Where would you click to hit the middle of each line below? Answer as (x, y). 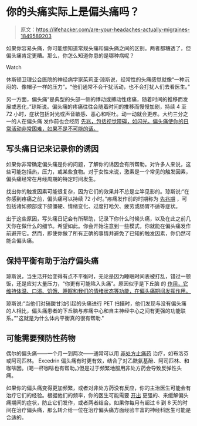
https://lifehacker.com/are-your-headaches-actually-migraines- (113, 29)
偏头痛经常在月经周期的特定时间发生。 (52, 179)
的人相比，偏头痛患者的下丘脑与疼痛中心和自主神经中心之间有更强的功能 (93, 311)
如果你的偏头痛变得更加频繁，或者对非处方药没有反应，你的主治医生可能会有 (98, 388)
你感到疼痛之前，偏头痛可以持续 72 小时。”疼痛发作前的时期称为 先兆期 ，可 (97, 199)
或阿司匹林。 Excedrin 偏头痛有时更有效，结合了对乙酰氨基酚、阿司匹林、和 (98, 361)
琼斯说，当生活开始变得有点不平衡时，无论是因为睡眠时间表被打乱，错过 (93, 276)
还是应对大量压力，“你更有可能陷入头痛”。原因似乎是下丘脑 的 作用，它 (102, 283)
